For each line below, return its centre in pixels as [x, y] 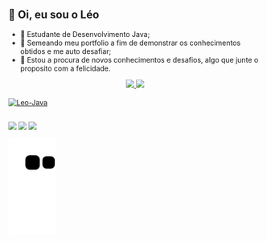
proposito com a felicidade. [65, 68]
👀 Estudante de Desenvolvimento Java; [85, 34]
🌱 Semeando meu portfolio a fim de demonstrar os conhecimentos [130, 43]
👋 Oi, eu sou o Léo [54, 15]
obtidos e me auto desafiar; [66, 51]
